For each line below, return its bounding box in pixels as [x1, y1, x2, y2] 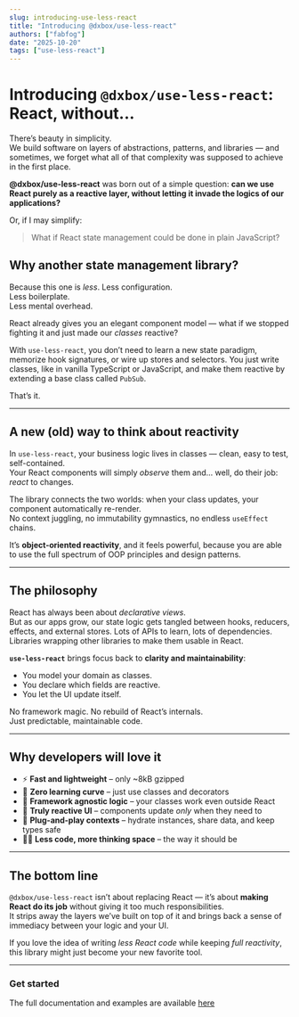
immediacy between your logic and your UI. [9, 920, 169, 931]
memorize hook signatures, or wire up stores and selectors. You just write [9, 354, 279, 365]
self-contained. [9, 457, 65, 468]
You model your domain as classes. [21, 669, 153, 680]
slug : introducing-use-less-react [9, 12, 138, 22]
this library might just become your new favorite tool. [9, 947, 203, 958]
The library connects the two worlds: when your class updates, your [9, 494, 260, 504]
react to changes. [9, 476, 74, 487]
